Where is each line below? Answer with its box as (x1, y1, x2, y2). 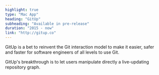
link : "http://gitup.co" (5, 30, 56, 35)
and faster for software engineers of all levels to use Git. (5, 49, 119, 55)
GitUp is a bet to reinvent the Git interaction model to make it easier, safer (5, 44, 155, 50)
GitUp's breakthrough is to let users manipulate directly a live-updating (5, 59, 149, 65)
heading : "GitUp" (5, 16, 41, 21)
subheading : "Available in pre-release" (5, 21, 90, 26)
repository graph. (5, 64, 40, 70)
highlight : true (5, 7, 39, 12)
